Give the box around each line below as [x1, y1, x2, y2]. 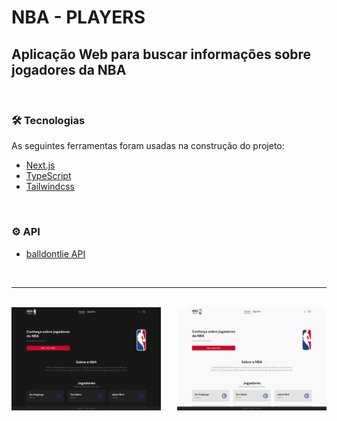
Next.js [25, 159, 56, 171]
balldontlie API [25, 247, 86, 260]
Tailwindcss [25, 181, 75, 193]
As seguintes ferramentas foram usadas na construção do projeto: [11, 140, 285, 152]
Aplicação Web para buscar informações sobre [11, 46, 312, 63]
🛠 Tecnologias [11, 113, 86, 127]
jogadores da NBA [11, 61, 127, 78]
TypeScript [25, 170, 72, 182]
